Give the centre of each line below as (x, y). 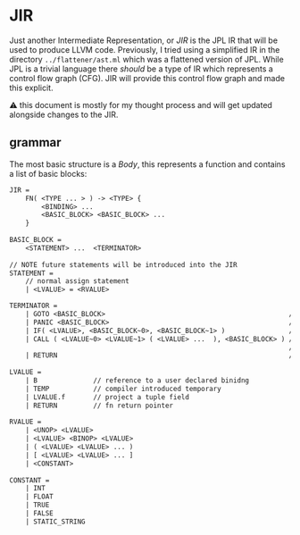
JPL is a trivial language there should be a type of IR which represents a (142, 69)
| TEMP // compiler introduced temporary (123, 389)
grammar (35, 142)
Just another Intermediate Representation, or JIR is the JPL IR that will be (144, 40)
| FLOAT (39, 497)
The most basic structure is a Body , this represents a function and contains (147, 164)
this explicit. (31, 88)
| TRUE (37, 506)
